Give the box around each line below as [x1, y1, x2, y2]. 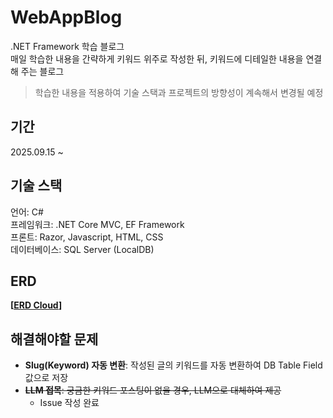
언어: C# [10, 206, 44, 218]
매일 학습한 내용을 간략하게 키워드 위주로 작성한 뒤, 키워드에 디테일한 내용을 [10, 52, 304, 65]
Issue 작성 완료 [39, 397, 100, 409]
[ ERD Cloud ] [10, 299, 63, 311]
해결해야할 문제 [10, 331, 99, 348]
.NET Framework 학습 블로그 [10, 40, 125, 52]
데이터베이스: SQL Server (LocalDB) [10, 243, 155, 255]
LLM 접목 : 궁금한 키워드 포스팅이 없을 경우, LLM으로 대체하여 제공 [24, 384, 282, 396]
